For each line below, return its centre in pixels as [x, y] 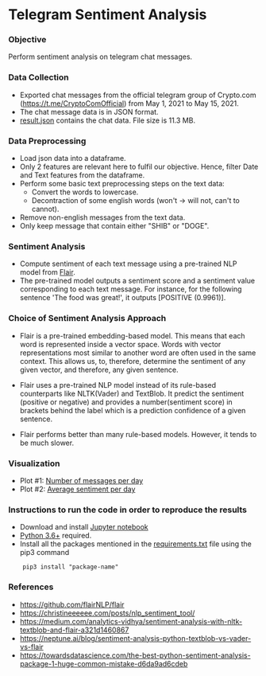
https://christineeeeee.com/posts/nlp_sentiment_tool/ [107, 613]
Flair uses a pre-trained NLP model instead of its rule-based [118, 385]
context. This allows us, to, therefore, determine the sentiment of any [133, 361]
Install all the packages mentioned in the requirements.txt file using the [135, 544]
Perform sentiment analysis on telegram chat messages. [100, 57]
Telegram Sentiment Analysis [108, 15]
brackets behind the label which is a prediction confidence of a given [133, 410]
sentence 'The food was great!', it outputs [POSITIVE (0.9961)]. [123, 298]
